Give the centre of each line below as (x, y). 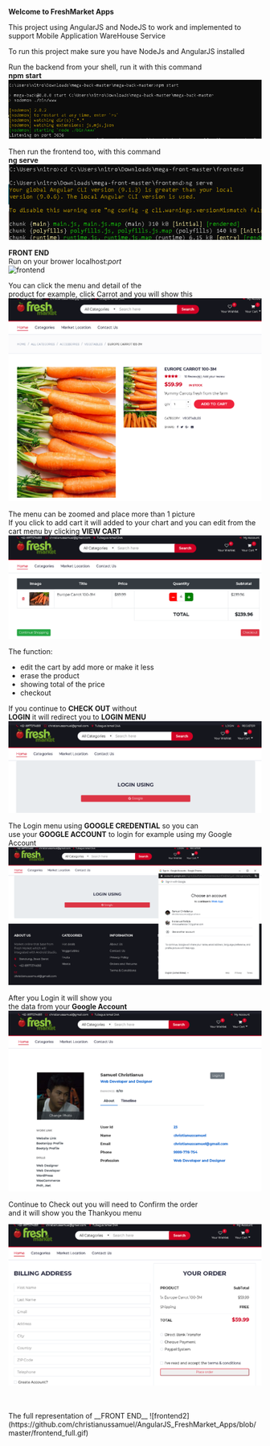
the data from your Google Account (67, 1007)
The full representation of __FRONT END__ (78, 1416)
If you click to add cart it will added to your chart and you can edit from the (132, 522)
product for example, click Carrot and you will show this (100, 294)
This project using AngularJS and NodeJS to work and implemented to (125, 27)
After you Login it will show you (60, 998)
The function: (31, 652)
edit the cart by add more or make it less (87, 667)
